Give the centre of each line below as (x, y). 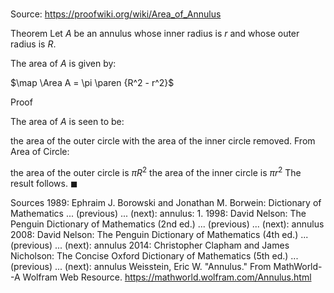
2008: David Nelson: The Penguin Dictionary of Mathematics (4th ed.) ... (159, 234)
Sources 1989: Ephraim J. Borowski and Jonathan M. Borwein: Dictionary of (166, 202)
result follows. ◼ (44, 183)
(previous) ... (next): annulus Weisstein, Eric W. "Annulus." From (141, 266)
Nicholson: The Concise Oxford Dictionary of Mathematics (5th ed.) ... (154, 255)
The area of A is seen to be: (67, 122)
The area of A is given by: (63, 64)
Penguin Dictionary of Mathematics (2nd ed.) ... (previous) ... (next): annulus (167, 224)
